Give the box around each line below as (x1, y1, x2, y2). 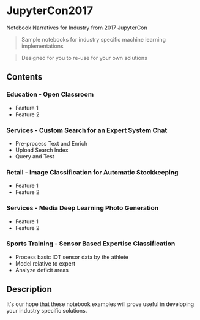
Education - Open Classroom (6, 90, 94, 99)
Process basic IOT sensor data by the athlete (15, 253, 128, 261)
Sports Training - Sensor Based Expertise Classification (6, 239, 176, 248)
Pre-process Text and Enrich (15, 140, 87, 147)
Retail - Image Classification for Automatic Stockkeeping (6, 168, 179, 176)
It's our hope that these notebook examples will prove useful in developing (6, 300, 194, 308)
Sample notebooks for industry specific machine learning (21, 35, 166, 43)
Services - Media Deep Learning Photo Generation (6, 204, 159, 212)
